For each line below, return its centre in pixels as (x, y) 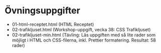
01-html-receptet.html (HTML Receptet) (53, 24)
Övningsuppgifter (43, 11)
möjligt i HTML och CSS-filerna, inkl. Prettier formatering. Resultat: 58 (84, 40)
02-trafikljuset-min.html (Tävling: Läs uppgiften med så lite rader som (84, 35)
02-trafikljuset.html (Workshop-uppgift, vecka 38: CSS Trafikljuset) (81, 29)
